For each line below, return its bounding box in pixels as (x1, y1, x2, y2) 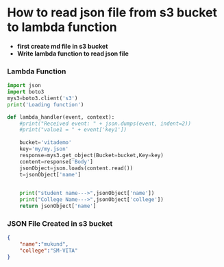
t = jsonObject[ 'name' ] (19, 171, 81, 178)
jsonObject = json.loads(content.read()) (19, 165, 134, 172)
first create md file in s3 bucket (16, 42, 108, 50)
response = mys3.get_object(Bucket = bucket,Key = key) (19, 152, 164, 159)
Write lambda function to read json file (16, 49, 129, 58)
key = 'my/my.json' (19, 146, 69, 152)
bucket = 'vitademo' (19, 139, 72, 146)
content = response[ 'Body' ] (19, 158, 94, 165)
